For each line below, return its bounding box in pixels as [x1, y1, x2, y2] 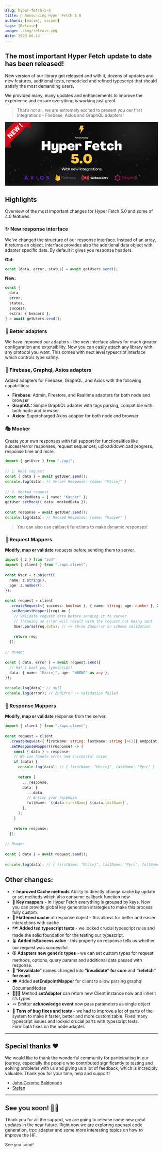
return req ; [14, 634, 38, 639]
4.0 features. [5, 213, 31, 219]
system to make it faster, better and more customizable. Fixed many [12, 1013, 148, 1019]
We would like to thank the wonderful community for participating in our [5, 1055, 149, 1061]
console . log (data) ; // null [5, 686, 62, 691]
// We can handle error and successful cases [14, 754, 108, 759]
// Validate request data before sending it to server [14, 614, 127, 619]
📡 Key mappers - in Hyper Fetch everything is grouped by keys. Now [12, 899, 150, 905]
